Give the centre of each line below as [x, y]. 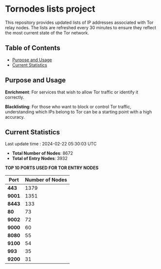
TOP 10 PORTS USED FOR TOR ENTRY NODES [52, 168]
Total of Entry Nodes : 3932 [40, 159]
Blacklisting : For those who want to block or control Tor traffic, [68, 107]
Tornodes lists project [50, 9]
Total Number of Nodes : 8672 [42, 153]
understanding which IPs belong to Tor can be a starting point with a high [79, 112]
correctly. [15, 97]
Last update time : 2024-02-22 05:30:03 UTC [51, 144]
